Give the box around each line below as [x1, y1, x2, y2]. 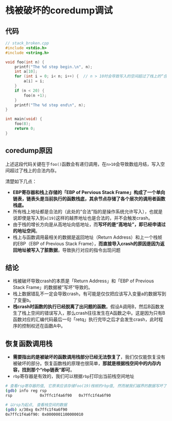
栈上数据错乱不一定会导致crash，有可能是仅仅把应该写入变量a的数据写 [12, 291, 162, 297]
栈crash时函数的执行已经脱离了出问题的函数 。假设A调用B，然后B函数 [12, 303, 160, 310]
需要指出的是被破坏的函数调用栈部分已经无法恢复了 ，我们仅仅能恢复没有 [12, 354, 165, 360]
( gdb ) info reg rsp [5, 388, 47, 393]
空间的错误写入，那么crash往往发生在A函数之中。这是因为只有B [30, 310, 165, 316]
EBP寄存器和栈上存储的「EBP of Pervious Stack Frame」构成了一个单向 [12, 189, 165, 195]
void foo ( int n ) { [5, 60, 45, 65]
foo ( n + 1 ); [24, 93, 47, 98]
